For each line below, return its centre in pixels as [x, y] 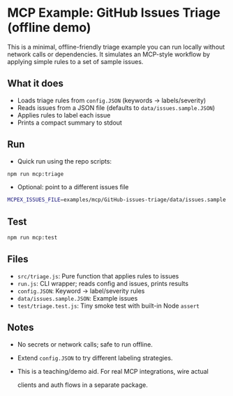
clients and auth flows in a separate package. [82, 385]
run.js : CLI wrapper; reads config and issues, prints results [103, 283]
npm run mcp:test [32, 238]
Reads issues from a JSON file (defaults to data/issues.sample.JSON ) [116, 108]
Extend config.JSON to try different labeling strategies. [95, 358]
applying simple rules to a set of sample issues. [75, 61]
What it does [36, 84]
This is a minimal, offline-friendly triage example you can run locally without [116, 47]
